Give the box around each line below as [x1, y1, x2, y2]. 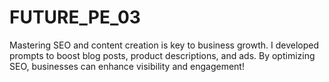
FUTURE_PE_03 [9, 6, 141, 29]
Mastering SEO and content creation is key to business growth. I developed [9, 39, 320, 51]
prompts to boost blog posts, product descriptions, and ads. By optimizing [9, 49, 316, 61]
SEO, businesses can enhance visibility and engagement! [9, 60, 245, 72]
